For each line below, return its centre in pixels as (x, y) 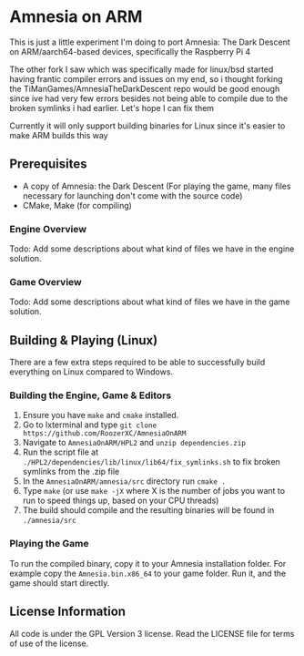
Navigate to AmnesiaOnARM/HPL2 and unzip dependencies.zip (134, 443)
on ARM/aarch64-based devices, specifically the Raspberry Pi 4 (130, 51)
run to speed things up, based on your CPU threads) (121, 501)
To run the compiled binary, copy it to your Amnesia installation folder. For (148, 563)
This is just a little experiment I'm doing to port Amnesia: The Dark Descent (150, 42)
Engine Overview (48, 229)
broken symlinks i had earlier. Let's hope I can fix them (112, 108)
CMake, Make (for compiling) (77, 205)
